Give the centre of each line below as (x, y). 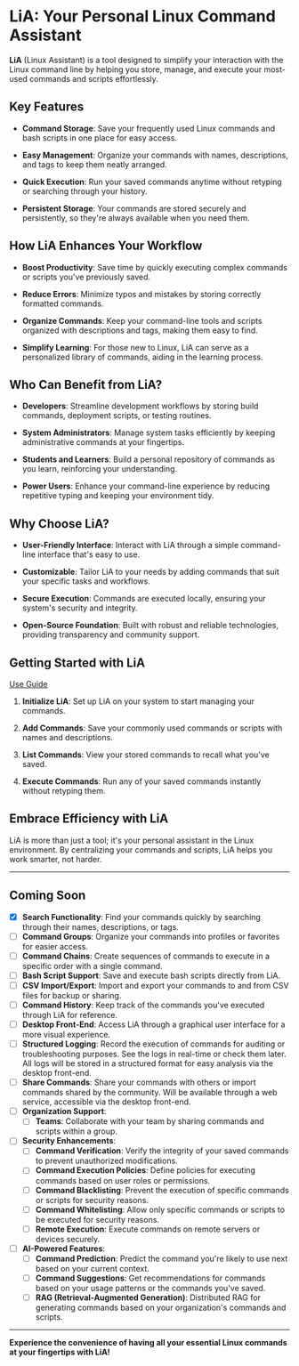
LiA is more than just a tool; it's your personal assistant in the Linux (132, 840)
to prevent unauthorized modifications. (106, 1161)
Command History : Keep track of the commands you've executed (143, 1005)
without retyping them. (64, 791)
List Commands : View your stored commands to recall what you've (145, 755)
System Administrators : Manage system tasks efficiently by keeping (149, 432)
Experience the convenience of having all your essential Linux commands (148, 1342)
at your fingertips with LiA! (60, 1352)
